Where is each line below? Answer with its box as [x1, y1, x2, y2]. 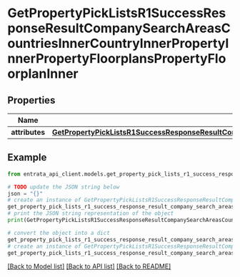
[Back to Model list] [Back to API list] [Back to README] [7, 262, 171, 271]
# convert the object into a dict [7, 229, 111, 236]
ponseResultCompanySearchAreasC [7, 20, 231, 36]
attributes [11, 127, 45, 137]
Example [7, 151, 47, 163]
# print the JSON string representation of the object [7, 210, 174, 217]
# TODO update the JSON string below [7, 183, 120, 191]
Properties [7, 94, 56, 106]
